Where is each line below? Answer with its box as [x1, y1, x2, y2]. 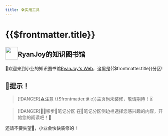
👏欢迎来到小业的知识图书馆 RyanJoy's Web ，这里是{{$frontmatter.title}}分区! [5, 66, 163, 72]
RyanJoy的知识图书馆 [18, 50, 85, 59]
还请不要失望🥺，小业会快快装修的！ [5, 125, 79, 131]
